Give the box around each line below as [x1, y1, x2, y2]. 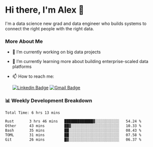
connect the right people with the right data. [5, 25, 94, 31]
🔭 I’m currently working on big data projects [12, 49, 101, 55]
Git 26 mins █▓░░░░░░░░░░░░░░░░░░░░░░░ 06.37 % [5, 137, 141, 142]
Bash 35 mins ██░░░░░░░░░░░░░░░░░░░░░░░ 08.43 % [5, 128, 141, 133]
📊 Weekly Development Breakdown [5, 97, 92, 104]
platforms [12, 63, 32, 70]
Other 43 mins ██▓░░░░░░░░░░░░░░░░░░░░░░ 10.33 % [5, 124, 141, 128]
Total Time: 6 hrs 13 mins [5, 110, 60, 115]
